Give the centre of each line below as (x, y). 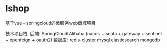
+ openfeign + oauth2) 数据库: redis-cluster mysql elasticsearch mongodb (83, 40)
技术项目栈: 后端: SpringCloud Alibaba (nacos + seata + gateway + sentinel (84, 33)
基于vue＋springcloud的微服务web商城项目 (51, 23)
